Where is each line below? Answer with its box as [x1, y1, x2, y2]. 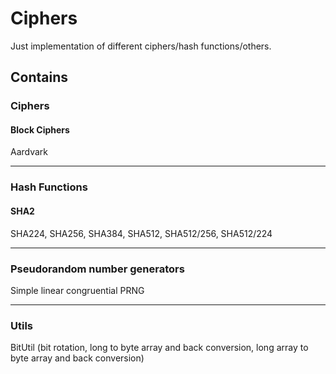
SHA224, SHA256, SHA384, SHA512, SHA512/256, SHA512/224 [10, 227, 273, 239]
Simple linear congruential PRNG [10, 284, 145, 296]
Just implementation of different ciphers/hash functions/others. [10, 40, 272, 52]
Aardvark [10, 146, 49, 158]
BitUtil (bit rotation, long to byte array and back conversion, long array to [10, 342, 309, 354]
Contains [10, 69, 68, 86]
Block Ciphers [10, 123, 70, 136]
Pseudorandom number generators [10, 262, 185, 276]
